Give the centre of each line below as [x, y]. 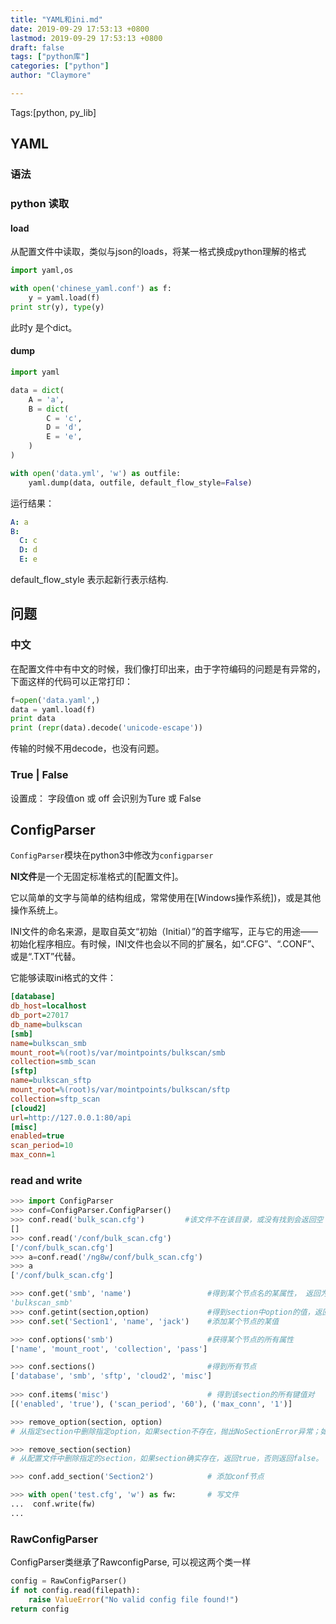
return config [40, 1609]
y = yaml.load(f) [64, 298]
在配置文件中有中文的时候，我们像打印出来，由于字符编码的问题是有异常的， [168, 668]
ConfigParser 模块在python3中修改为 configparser [112, 855]
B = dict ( [49, 409]
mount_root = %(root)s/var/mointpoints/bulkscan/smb [118, 1052]
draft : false [37, 47]
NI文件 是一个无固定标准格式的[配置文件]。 [97, 877]
